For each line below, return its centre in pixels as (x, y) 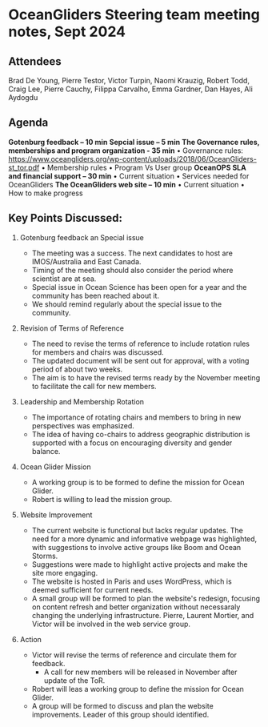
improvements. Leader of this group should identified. (120, 714)
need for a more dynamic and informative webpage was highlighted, (144, 539)
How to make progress (46, 193)
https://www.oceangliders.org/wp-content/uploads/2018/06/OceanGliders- (133, 159)
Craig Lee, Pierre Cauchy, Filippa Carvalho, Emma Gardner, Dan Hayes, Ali (131, 89)
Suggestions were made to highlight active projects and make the (140, 564)
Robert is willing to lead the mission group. (102, 499)
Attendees (35, 61)
